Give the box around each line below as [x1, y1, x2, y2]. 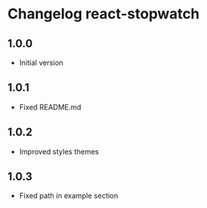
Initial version [18, 58, 63, 67]
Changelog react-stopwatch [7, 5, 200, 23]
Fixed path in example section [18, 191, 119, 201]
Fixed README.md [18, 102, 82, 112]
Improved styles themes [18, 146, 99, 156]
